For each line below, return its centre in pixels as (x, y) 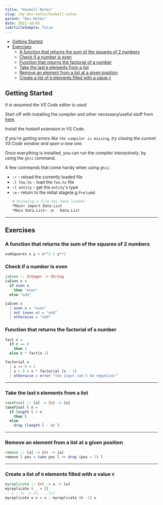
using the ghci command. (31, 158)
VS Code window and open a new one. (44, 143)
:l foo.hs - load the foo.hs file (43, 182)
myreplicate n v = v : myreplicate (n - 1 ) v (51, 498)
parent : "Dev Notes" (26, 19)
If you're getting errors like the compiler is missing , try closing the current (81, 138)
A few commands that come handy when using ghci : (58, 167)
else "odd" (20, 295)
